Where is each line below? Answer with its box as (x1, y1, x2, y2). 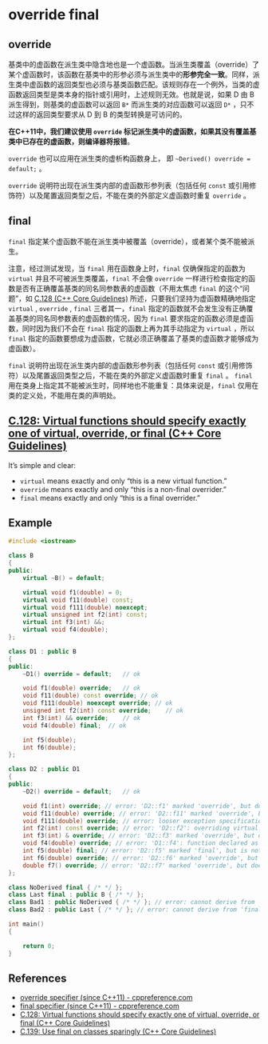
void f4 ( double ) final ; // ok (22, 722, 127, 730)
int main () (8, 920, 45, 929)
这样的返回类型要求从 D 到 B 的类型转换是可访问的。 (14, 110, 187, 119)
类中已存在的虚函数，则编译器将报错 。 (8, 137, 134, 146)
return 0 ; (22, 942, 56, 950)
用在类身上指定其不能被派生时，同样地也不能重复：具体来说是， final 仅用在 (8, 380, 259, 390)
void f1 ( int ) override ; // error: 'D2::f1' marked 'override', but (22, 802, 251, 810)
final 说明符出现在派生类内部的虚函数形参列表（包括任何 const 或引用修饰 (8, 360, 253, 370)
